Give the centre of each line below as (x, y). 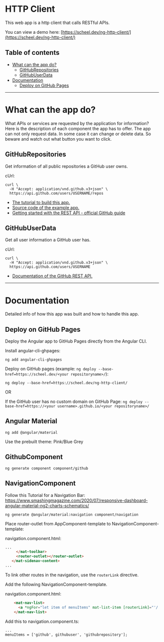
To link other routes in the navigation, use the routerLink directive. (72, 575)
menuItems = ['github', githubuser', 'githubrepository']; (66, 635)
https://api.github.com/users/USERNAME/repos (57, 193)
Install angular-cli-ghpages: (33, 351)
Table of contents (32, 53)
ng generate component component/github (47, 468)
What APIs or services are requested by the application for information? (77, 123)
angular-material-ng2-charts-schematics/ (47, 505)
